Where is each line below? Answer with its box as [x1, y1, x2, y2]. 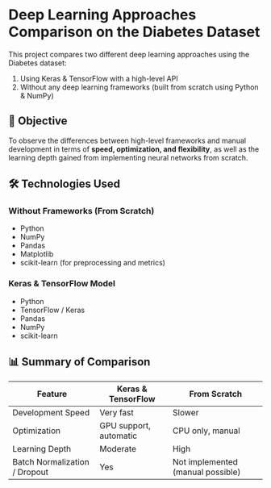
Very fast [99, 407, 135, 418]
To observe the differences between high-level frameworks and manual [8, 136, 247, 145]
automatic [99, 430, 138, 441]
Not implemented [172, 456, 238, 467]
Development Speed [12, 407, 90, 418]
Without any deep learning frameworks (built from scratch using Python [19, 82, 260, 92]
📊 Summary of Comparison [8, 355, 151, 369]
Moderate [99, 443, 137, 454]
